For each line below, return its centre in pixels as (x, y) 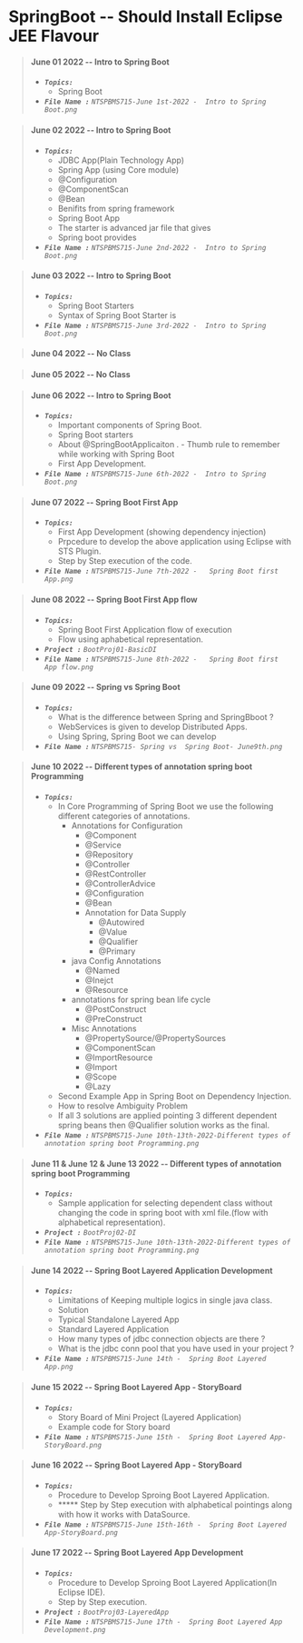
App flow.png (69, 667)
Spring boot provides (97, 237)
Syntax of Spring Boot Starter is (117, 315)
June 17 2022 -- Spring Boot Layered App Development (137, 1553)
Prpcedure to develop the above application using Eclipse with (175, 542)
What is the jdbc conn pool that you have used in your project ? (176, 1348)
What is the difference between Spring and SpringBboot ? (166, 716)
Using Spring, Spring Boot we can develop (137, 736)
